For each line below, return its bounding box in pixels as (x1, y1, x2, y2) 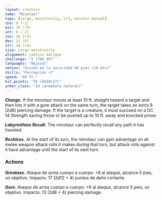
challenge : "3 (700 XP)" (5, 57, 55, 62)
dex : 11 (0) (5, 39, 29, 44)
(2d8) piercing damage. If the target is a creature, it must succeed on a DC (5, 107, 154, 113)
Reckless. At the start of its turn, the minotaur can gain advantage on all (5, 136, 149, 142)
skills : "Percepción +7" (5, 70, 55, 75)
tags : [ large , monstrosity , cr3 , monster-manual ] (5, 16, 107, 21)
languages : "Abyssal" (5, 61, 49, 66)
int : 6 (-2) (5, 30, 29, 34)
